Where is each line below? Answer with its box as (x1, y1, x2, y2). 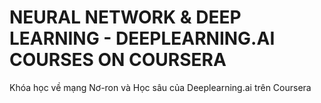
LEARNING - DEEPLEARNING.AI (9, 27, 276, 50)
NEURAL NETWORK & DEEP (9, 6, 242, 29)
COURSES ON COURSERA (9, 49, 227, 71)
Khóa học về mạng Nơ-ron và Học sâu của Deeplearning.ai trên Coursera (9, 81, 312, 93)
